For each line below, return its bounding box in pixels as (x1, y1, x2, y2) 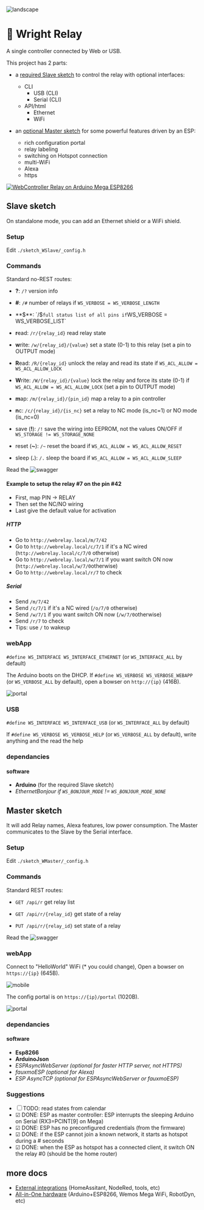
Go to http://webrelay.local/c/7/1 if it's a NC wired (15, 543, 147, 550)
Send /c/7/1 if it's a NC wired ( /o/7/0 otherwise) (15, 604, 138, 612)
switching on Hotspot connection (24, 152, 108, 159)
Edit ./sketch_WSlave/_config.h (6, 246, 86, 254)
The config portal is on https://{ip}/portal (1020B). (6, 993, 139, 1000)
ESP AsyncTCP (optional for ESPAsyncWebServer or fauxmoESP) (15, 1075, 179, 1082)
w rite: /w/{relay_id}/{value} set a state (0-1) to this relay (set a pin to (15, 341, 192, 348)
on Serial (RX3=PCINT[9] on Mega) (15, 1118, 104, 1125)
